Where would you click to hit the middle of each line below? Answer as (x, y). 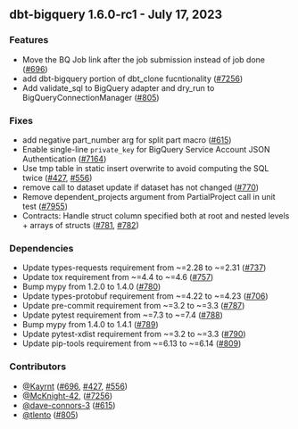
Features (29, 40)
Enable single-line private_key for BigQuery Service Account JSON (146, 149)
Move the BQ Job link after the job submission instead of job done (144, 59)
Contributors (38, 367)
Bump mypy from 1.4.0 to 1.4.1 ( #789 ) (90, 325)
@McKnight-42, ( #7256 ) (67, 395)
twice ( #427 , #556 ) (57, 177)
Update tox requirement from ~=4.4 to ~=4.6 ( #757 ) (118, 277)
